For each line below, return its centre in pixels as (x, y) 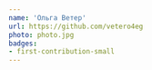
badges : (23, 43)
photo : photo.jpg (41, 35)
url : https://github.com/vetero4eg (76, 26)
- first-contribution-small (62, 52)
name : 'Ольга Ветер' (48, 18)
